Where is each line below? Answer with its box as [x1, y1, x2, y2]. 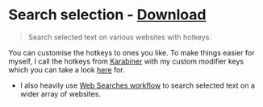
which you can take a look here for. [8, 64, 125, 74]
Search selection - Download [8, 6, 207, 24]
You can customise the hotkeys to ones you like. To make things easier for [8, 47, 256, 57]
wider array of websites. [19, 88, 101, 98]
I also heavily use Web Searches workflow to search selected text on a [19, 80, 256, 90]
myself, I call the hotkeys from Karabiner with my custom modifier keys [8, 56, 244, 66]
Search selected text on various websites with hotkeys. [27, 32, 212, 42]
